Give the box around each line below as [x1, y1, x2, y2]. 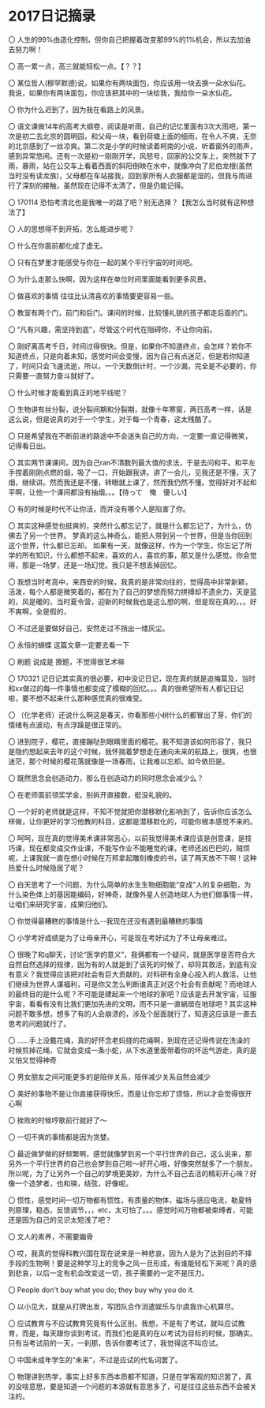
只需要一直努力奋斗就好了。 [8, 371, 99, 380]
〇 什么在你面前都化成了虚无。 [8, 241, 107, 250]
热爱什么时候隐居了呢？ [8, 863, 84, 872]
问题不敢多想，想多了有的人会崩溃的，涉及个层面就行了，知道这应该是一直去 [8, 1009, 257, 1018]
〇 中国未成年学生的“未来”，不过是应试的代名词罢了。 [8, 1354, 183, 1365]
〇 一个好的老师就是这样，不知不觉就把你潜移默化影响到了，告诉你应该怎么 [8, 806, 252, 816]
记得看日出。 [8, 441, 50, 450]
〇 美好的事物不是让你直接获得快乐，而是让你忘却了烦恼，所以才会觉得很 [8, 1089, 245, 1098]
